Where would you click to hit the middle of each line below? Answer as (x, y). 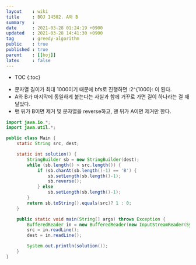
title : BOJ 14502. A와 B (42, 17)
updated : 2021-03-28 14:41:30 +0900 (55, 33)
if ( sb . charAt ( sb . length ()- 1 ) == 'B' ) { (87, 170)
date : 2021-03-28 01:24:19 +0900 (55, 28)
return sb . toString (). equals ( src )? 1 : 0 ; (79, 203)
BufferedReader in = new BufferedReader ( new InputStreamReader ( (107, 225)
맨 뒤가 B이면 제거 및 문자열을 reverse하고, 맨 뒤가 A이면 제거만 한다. (93, 111)
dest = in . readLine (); (55, 235)
